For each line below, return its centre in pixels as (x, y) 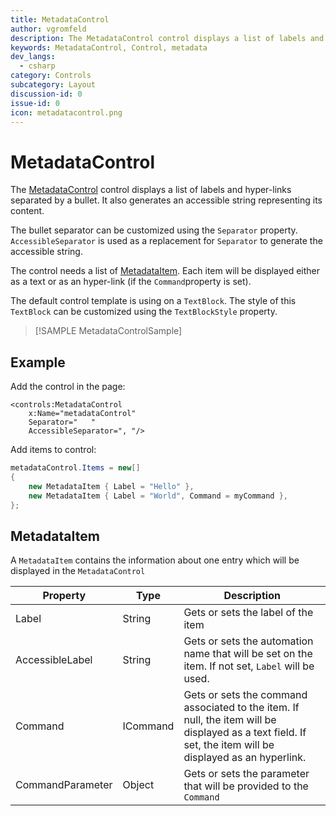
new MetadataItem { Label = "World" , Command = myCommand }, (158, 496)
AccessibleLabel (54, 660)
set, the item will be (229, 745)
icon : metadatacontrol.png (66, 112)
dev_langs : (33, 57)
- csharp (37, 66)
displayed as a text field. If (245, 733)
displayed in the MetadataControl (78, 571)
